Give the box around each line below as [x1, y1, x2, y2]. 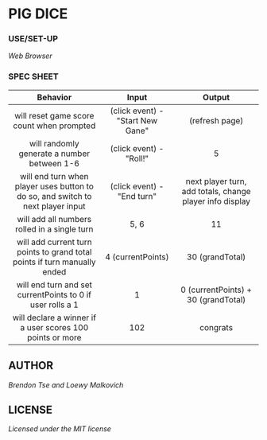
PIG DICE [8, 5, 68, 23]
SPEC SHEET [8, 71, 59, 82]
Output [202, 92, 230, 103]
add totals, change [181, 185, 252, 197]
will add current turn [16, 236, 93, 247]
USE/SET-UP [8, 33, 58, 45]
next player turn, [185, 176, 247, 187]
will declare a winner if [12, 312, 97, 323]
